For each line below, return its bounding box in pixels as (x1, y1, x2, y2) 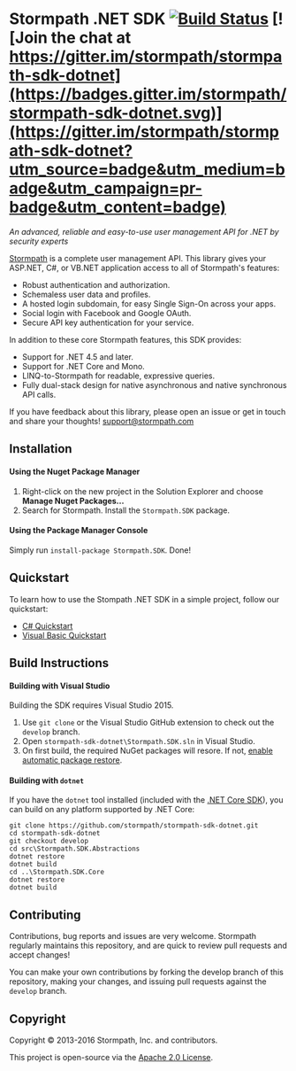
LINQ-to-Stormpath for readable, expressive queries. (21, 370, 216, 381)
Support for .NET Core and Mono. (21, 361, 146, 371)
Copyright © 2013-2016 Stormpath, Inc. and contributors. (9, 1035, 218, 1045)
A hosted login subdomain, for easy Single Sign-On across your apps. (21, 298, 277, 309)
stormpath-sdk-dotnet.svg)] (9, 103, 223, 123)
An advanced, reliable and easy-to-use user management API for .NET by (9, 226, 280, 237)
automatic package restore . (21, 755, 123, 765)
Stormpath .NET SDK (9, 9, 166, 29)
